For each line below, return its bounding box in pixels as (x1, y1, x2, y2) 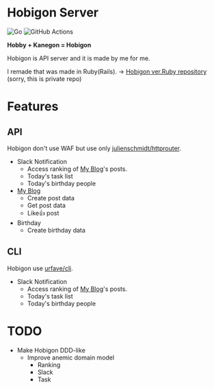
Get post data (27, 201, 66, 209)
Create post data (27, 193, 75, 202)
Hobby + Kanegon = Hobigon (7, 40, 92, 49)
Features (7, 99, 59, 115)
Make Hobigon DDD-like (16, 346, 85, 354)
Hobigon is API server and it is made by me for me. (7, 54, 150, 62)
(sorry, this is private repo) (7, 74, 82, 83)
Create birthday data (27, 226, 85, 234)
